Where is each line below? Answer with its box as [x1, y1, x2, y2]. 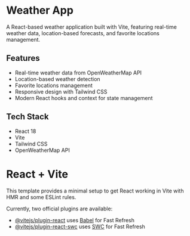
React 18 [14, 128, 36, 135]
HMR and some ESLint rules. [6, 193, 76, 200]
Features [6, 53, 40, 63]
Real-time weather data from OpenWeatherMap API [14, 69, 142, 76]
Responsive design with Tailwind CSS [14, 88, 108, 95]
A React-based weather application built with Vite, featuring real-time [6, 23, 177, 30]
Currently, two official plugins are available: [6, 205, 113, 212]
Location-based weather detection [14, 75, 100, 82]
